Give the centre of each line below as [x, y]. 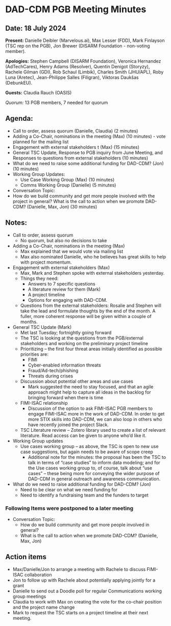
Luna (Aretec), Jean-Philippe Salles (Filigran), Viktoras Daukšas [72, 77]
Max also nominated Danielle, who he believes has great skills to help [93, 256]
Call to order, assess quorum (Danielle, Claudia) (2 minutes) [75, 131]
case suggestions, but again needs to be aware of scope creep [87, 452]
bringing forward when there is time [66, 397]
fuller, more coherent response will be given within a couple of [86, 316]
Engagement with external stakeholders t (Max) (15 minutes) [76, 147]
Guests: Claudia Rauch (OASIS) [39, 93]
